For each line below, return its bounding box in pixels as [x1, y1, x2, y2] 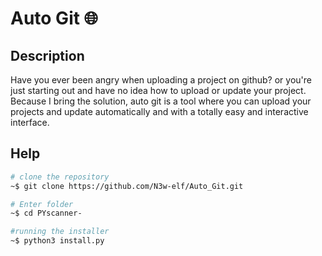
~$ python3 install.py [10, 236, 105, 246]
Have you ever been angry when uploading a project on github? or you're [10, 74, 312, 86]
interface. [10, 117, 50, 128]
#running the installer [10, 227, 110, 237]
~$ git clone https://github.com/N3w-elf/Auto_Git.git [10, 181, 244, 191]
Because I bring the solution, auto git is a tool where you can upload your [10, 95, 312, 107]
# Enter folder [10, 199, 74, 209]
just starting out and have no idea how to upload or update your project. [10, 85, 307, 96]
